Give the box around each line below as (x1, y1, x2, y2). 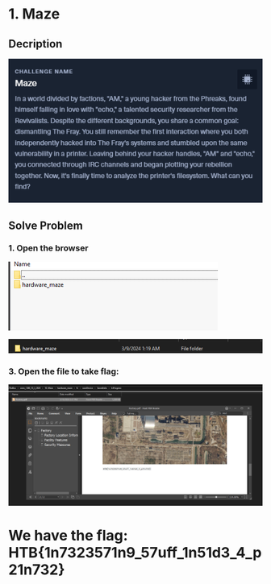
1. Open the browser (8, 242, 89, 254)
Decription (8, 37, 63, 51)
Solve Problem (8, 218, 83, 232)
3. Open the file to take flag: (8, 366, 119, 377)
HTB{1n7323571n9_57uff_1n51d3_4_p (8, 543, 262, 561)
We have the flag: (8, 526, 128, 545)
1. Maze (8, 5, 60, 23)
